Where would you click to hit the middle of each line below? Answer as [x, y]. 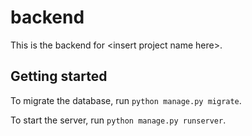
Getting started [59, 76]
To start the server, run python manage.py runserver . [118, 120]
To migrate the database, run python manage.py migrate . [126, 100]
